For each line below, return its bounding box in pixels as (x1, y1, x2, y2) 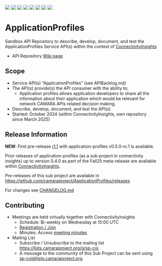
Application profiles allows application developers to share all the (19, 90, 149, 96)
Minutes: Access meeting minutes (19, 229, 87, 236)
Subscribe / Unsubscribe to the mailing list (19, 240, 104, 246)
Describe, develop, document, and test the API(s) (12, 106, 111, 112)
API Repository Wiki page (12, 53, 63, 58)
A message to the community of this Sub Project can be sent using (19, 250, 153, 256)
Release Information (5, 131, 68, 139)
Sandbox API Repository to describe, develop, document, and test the (5, 38, 145, 44)
